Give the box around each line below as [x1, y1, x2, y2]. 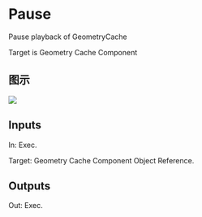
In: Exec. [8, 140, 37, 150]
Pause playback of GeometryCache [8, 32, 127, 41]
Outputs [8, 179, 51, 193]
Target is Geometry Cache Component [8, 47, 138, 57]
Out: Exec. [8, 201, 43, 210]
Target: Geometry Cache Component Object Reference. [8, 155, 195, 165]
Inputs [8, 119, 42, 132]
